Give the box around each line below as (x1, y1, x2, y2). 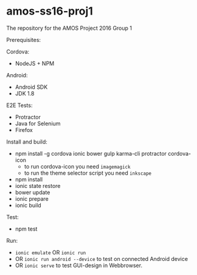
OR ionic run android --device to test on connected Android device (15, 255, 188, 262)
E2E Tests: (6, 102, 33, 109)
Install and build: (6, 138, 47, 145)
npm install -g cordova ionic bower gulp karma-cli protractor (15, 150, 167, 157)
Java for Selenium (15, 120, 61, 127)
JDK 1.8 (15, 89, 35, 97)
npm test (15, 225, 38, 232)
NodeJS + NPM (15, 60, 55, 67)
